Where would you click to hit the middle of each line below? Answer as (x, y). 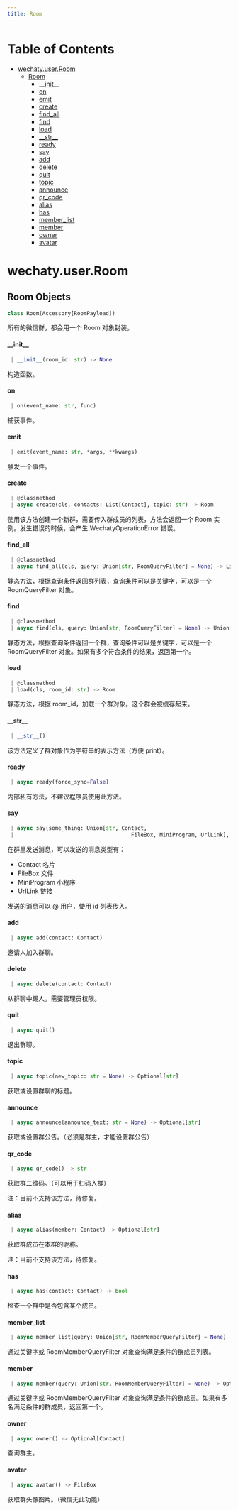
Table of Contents (61, 49)
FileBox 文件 (35, 873)
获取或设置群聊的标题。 (41, 1090)
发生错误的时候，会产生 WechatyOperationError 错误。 (99, 528)
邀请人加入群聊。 (32, 952)
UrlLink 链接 (35, 891)
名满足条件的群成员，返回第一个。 (57, 1407)
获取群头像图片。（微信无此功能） (56, 1499)
